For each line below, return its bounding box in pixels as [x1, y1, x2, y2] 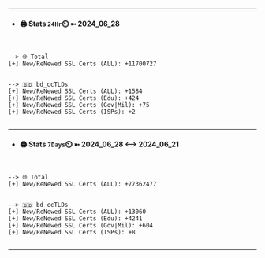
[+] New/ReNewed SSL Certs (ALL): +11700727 [8, 60, 157, 68]
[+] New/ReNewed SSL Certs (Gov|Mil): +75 [8, 101, 150, 109]
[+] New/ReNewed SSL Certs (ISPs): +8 [8, 229, 136, 237]
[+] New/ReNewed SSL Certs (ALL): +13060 [8, 208, 147, 216]
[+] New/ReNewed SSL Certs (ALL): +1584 [8, 87, 144, 95]
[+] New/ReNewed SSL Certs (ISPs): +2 [8, 108, 136, 116]
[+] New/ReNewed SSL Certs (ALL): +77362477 [8, 180, 157, 189]
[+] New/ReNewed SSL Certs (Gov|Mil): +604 [8, 222, 154, 230]
